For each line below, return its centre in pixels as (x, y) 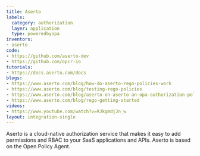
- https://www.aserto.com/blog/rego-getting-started (73, 100)
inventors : (20, 39)
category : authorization (42, 23)
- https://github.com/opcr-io (44, 61)
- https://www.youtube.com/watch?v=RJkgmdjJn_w (66, 111)
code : (13, 51)
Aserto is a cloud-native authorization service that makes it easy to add (93, 134)
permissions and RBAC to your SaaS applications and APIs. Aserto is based (99, 140)
